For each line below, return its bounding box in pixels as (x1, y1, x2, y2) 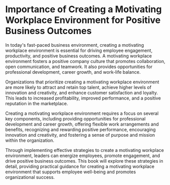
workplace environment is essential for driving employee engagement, (5, 47, 153, 53)
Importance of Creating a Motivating (5, 4, 162, 15)
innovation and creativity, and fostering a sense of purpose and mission (5, 132, 155, 138)
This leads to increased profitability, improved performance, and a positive (5, 95, 161, 101)
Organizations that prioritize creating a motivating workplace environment (5, 79, 159, 85)
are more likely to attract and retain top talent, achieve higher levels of (5, 84, 152, 90)
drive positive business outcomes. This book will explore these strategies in (5, 158, 163, 164)
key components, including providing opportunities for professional (5, 115, 146, 121)
